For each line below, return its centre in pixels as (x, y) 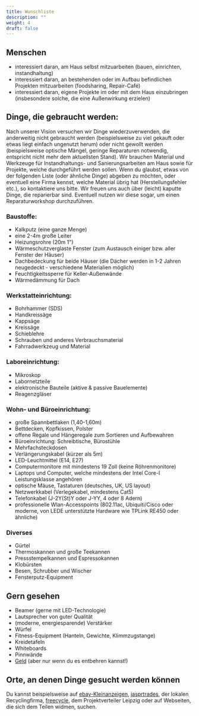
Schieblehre (29, 334)
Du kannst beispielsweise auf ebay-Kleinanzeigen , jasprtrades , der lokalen (97, 694)
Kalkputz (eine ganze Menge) (51, 229)
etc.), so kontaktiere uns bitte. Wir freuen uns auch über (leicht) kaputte (94, 188)
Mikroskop (28, 375)
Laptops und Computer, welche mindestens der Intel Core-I (87, 473)
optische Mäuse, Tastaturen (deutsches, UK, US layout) (83, 485)
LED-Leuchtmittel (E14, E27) (49, 460)
